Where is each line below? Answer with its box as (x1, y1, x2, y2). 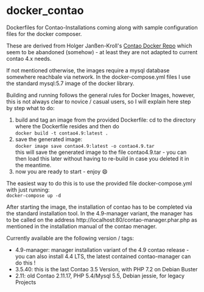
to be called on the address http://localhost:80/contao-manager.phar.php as (6, 216, 198, 223)
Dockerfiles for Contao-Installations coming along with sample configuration (6, 24, 198, 31)
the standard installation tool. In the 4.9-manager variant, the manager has (6, 209, 193, 217)
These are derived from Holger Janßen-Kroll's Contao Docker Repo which (6, 42, 192, 49)
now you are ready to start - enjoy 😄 (15, 168, 108, 175)
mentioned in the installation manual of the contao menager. (6, 223, 157, 230)
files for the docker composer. (6, 30, 82, 37)
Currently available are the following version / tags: (6, 234, 134, 242)
